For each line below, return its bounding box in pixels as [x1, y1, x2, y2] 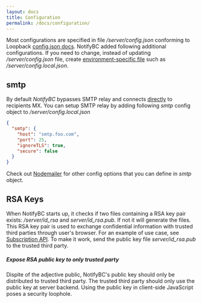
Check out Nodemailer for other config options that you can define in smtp [6, 170, 192, 178]
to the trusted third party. [6, 242, 69, 249]
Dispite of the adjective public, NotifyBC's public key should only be [6, 270, 175, 278]
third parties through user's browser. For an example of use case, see [6, 230, 180, 236]
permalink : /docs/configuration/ [6, 20, 90, 26]
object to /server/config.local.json [6, 108, 90, 116]
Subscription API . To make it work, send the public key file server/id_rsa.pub [6, 236, 196, 243]
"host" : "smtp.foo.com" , [17, 131, 80, 137]
